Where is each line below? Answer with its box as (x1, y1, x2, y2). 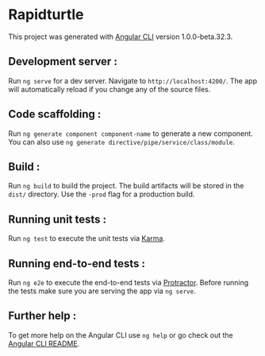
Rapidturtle (8, 6, 85, 24)
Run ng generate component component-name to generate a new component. (8, 129, 254, 138)
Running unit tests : (8, 212, 107, 226)
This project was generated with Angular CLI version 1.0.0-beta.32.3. (8, 32, 233, 41)
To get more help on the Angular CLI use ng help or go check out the (8, 330, 233, 339)
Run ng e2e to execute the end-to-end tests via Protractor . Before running (8, 278, 249, 287)
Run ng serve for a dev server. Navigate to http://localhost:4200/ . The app (8, 75, 258, 85)
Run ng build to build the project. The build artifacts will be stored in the (8, 181, 244, 191)
